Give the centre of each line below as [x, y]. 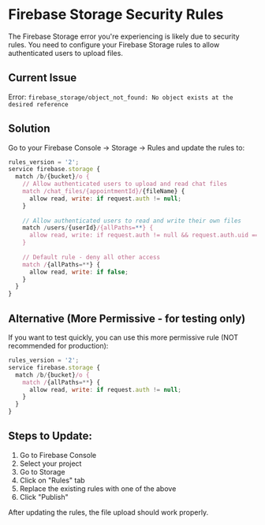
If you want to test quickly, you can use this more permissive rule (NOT [123, 337]
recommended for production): [58, 346]
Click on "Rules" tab [52, 480]
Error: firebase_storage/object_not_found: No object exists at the [121, 97]
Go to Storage [42, 471]
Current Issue [43, 78]
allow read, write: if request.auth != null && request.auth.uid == [144, 235]
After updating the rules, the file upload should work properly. [108, 512]
